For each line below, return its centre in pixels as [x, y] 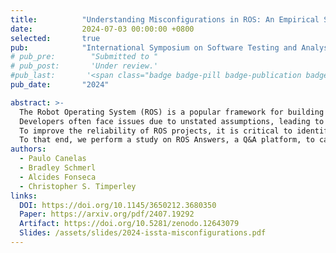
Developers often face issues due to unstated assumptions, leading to [172, 121]
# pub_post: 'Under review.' [84, 66]
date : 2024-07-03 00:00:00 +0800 [102, 29]
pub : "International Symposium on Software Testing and [154, 47]
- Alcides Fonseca [58, 177]
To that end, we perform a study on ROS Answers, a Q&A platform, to [167, 140]
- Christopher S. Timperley [78, 186]
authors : [28, 149]
